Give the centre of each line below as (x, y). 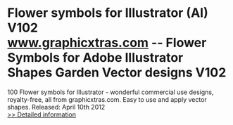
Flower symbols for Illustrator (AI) (108, 13)
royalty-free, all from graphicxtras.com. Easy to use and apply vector (107, 99)
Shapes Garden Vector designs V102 (117, 73)
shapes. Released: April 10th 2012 (56, 107)
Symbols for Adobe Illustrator (95, 58)
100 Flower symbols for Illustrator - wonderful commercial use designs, (111, 92)
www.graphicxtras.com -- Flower (107, 43)
